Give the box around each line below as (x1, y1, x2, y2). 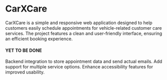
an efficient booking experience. (5, 36, 73, 42)
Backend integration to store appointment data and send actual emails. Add (5, 58, 162, 64)
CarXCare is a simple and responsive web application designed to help (5, 20, 153, 26)
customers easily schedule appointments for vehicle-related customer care (5, 25, 162, 31)
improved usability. (5, 69, 45, 75)
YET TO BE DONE (5, 47, 42, 53)
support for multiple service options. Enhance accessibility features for (5, 64, 153, 70)
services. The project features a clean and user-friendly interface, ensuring (5, 30, 162, 36)
